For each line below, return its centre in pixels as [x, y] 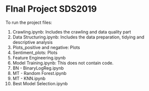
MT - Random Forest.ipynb [39, 73]
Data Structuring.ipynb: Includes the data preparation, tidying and [78, 37]
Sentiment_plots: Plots [35, 53]
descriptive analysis [33, 42]
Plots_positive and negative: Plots [46, 47]
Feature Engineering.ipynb [39, 57]
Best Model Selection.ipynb [40, 83]
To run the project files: [29, 22]
